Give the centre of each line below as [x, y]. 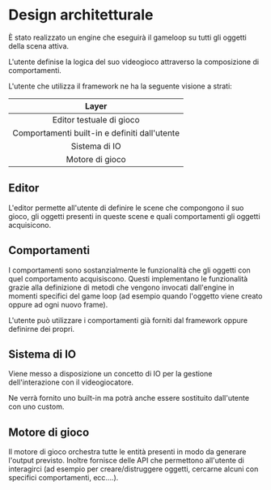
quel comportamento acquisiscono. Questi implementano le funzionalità [128, 278]
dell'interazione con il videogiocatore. [71, 382]
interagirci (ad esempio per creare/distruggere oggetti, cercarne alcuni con [133, 469]
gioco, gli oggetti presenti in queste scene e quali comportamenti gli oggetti [134, 216]
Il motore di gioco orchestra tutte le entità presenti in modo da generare [127, 452]
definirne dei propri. [42, 329]
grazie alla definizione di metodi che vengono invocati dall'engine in [121, 287]
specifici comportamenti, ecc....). [64, 478]
